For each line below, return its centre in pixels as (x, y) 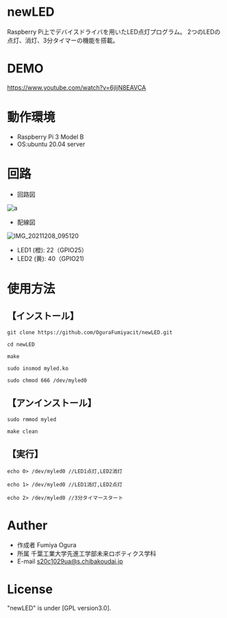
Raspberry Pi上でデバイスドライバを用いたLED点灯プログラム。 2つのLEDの (114, 32)
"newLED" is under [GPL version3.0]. (59, 608)
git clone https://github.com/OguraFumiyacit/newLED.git (90, 332)
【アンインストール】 (52, 403)
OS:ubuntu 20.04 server (51, 144)
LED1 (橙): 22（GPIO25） (52, 250)
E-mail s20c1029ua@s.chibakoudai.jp (70, 561)
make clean (23, 431)
